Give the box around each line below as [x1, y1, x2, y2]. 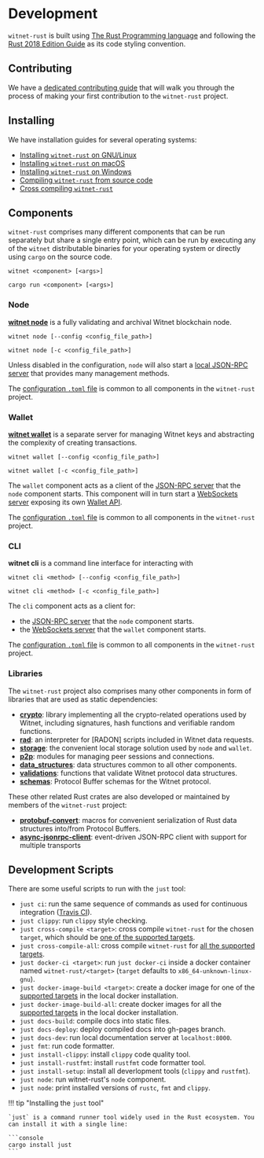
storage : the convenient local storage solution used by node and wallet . [19, 743, 252, 752]
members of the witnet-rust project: [8, 800, 127, 809]
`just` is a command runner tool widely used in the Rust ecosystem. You [8, 1114, 255, 1122]
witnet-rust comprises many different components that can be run [8, 227, 225, 237]
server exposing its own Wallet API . [8, 497, 123, 507]
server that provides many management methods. [8, 368, 170, 378]
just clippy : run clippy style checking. [19, 916, 148, 925]
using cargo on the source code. [8, 253, 112, 262]
